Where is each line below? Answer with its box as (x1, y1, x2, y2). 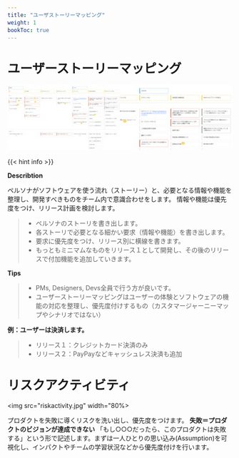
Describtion (7, 171, 44, 180)
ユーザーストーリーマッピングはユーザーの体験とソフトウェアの (35, 292, 223, 301)
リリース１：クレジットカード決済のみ (35, 340, 148, 349)
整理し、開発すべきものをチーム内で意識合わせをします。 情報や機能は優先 (7, 195, 227, 203)
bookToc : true (7, 26, 50, 34)
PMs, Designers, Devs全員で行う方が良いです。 (35, 283, 175, 292)
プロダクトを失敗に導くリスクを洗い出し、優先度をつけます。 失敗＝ (7, 416, 209, 424)
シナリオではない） (48, 310, 105, 319)
